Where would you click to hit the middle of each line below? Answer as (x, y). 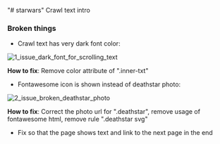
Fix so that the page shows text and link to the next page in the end (115, 133)
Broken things (32, 28)
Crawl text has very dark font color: (69, 44)
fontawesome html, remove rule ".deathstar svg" (78, 119)
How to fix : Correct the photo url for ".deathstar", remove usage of (104, 112)
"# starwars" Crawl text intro (49, 10)
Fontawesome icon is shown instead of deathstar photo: (99, 84)
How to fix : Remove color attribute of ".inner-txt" (78, 71)
